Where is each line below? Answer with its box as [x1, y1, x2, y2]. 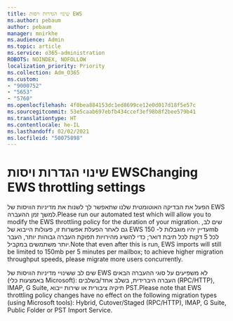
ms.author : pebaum [7, 17, 61, 24]
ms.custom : [7, 75, 39, 83]
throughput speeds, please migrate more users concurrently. [7, 255, 183, 263]
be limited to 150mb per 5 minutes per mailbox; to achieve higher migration [7, 247, 224, 256]
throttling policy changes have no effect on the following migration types [7, 291, 218, 299]
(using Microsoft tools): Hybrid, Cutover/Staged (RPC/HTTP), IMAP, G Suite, [7, 299, 227, 307]
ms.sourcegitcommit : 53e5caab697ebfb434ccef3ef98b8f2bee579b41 [7, 108, 197, 115]
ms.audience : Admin [7, 37, 65, 44]
